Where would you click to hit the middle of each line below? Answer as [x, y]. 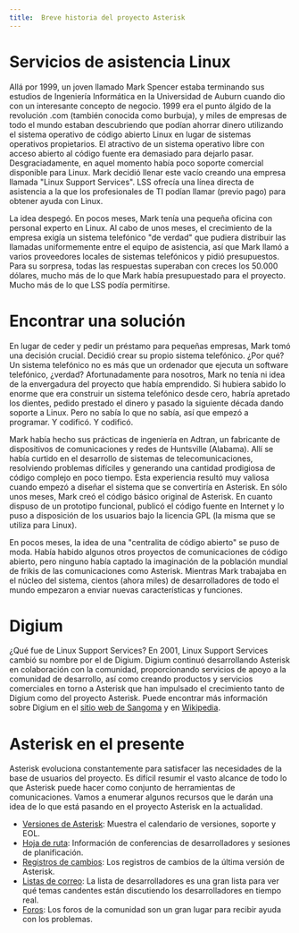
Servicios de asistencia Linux [120, 61]
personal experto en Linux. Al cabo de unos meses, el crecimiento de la [141, 227]
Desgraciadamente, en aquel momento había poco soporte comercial [137, 163]
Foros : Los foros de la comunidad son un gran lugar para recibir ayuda [152, 910]
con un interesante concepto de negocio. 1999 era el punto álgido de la [140, 106]
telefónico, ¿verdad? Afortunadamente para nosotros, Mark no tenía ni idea [147, 374]
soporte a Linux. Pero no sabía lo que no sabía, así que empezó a [129, 412]
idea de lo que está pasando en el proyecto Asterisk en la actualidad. [136, 807]
